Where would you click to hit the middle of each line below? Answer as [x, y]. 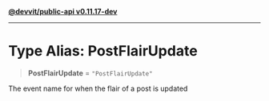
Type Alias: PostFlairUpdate [103, 51]
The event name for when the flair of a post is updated [98, 88]
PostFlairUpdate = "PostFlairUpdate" [90, 73]
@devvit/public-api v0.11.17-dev [63, 12]
